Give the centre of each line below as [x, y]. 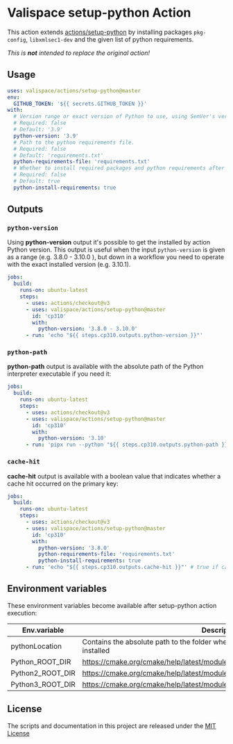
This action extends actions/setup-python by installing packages [100, 32]
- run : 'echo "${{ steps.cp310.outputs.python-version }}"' [114, 336]
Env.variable [43, 630]
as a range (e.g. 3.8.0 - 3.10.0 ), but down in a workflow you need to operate [115, 257]
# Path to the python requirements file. [74, 142]
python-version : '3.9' [46, 136]
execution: [22, 613]
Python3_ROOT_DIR [43, 684]
